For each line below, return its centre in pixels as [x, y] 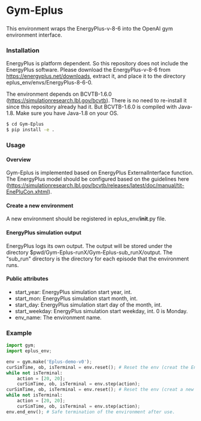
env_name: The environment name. [58, 317]
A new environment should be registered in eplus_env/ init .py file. [86, 219]
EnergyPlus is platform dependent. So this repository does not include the [97, 63]
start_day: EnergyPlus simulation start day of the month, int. [89, 305]
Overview [19, 159]
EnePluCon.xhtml [28, 192]
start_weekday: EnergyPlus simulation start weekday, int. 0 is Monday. [101, 311]
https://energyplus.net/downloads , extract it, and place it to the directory [96, 76]
